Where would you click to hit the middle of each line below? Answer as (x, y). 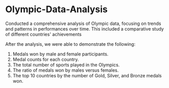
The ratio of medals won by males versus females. (66, 70)
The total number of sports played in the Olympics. (66, 65)
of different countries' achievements (43, 34)
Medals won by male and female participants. (61, 54)
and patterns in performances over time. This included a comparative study (85, 28)
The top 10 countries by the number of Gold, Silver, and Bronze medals (87, 75)
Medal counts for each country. (46, 59)
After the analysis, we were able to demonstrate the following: (70, 44)
